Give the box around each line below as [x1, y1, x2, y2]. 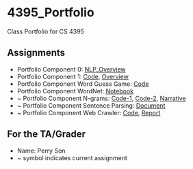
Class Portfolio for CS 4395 [7, 27, 84, 35]
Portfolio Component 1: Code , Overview [16, 72, 129, 80]
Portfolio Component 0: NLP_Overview [16, 65, 126, 73]
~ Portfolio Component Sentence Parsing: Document [16, 101, 166, 110]
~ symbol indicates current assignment [16, 153, 128, 162]
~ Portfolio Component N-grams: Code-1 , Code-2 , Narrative [16, 94, 186, 102]
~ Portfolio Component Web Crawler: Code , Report [16, 108, 161, 117]
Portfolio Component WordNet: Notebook [16, 87, 134, 95]
